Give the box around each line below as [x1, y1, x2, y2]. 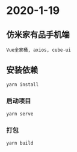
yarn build [6, 140, 34, 147]
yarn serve [6, 111, 34, 117]
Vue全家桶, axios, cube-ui [6, 47, 71, 53]
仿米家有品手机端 [6, 29, 70, 40]
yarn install [6, 81, 39, 88]
